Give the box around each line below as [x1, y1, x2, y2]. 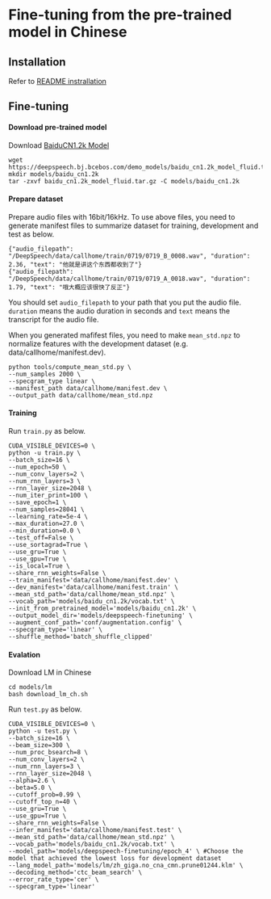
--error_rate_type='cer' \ [8, 876, 99, 884]
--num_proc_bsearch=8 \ [8, 749, 89, 757]
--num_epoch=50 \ [8, 463, 67, 471]
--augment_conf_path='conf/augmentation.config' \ [8, 619, 182, 627]
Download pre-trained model [8, 122, 107, 132]
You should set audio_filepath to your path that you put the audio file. [8, 297, 242, 307]
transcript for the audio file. [8, 314, 99, 324]
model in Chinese [8, 23, 127, 41]
